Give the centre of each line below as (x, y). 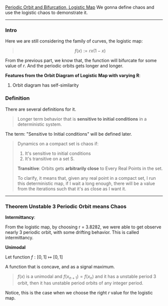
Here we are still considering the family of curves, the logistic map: (74, 41)
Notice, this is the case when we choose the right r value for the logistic (79, 292)
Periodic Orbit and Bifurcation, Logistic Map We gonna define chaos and (80, 7)
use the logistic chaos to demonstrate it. (46, 13)
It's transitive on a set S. (50, 159)
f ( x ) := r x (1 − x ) (90, 51)
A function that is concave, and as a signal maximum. (60, 266)
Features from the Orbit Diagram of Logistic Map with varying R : (73, 76)
